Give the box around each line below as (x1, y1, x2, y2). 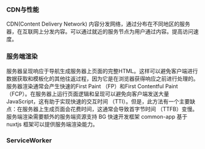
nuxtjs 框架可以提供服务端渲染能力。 (6, 120, 98, 128)
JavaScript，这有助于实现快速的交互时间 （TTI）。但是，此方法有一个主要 (6, 97, 190, 105)
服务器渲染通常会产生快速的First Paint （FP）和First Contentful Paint (6, 82, 178, 89)
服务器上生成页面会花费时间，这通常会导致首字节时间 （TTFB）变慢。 (22, 105, 198, 113)
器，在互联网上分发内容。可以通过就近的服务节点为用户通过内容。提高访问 (6, 28, 193, 35)
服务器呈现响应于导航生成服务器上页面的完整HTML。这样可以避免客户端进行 (6, 67, 198, 74)
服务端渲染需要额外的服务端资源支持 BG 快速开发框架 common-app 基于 (6, 113, 188, 120)
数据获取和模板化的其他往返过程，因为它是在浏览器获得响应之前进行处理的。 (6, 75, 199, 82)
